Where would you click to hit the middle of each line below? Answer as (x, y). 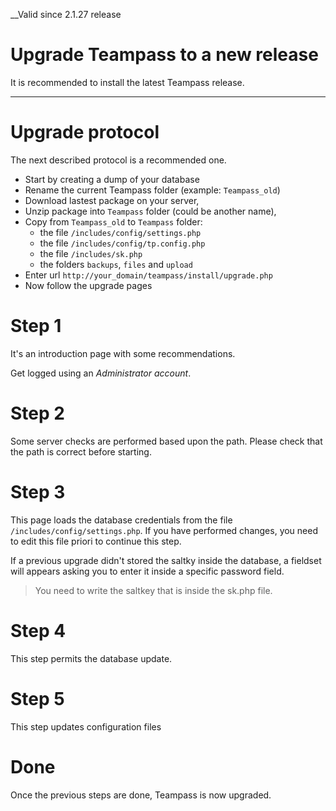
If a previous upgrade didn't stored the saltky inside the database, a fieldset (166, 560)
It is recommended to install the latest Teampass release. (127, 82)
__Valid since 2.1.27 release (66, 14)
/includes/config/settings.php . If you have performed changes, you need (164, 530)
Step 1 (36, 326)
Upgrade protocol (85, 132)
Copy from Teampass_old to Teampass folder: (113, 221)
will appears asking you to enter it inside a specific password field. (147, 571)
